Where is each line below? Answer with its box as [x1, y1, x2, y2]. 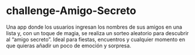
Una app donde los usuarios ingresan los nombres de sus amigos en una [6, 23, 183, 30]
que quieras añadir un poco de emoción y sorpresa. [6, 42, 132, 49]
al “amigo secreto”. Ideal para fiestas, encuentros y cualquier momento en [6, 36, 186, 43]
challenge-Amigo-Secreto [6, 4, 137, 18]
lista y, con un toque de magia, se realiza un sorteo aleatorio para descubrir [6, 29, 189, 36]
